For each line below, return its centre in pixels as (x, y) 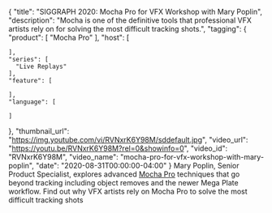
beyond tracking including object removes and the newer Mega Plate (123, 183)
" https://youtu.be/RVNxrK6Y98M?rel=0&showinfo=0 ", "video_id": (118, 148)
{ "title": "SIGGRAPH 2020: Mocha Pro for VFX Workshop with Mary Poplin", (135, 12)
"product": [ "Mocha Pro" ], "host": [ (69, 37)
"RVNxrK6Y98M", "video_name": (64, 157)
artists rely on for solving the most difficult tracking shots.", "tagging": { (127, 29)
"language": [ (32, 102)
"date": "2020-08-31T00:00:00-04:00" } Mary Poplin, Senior (137, 166)
